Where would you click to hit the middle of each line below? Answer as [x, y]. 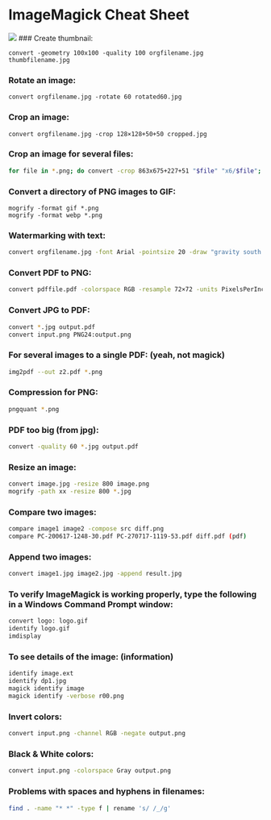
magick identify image [46, 689]
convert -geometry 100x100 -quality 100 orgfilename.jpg [106, 53]
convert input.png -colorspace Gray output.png [90, 771]
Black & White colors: [51, 754]
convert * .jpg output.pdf [52, 327]
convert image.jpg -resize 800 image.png [79, 484]
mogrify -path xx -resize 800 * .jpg [70, 492]
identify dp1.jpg [38, 681]
